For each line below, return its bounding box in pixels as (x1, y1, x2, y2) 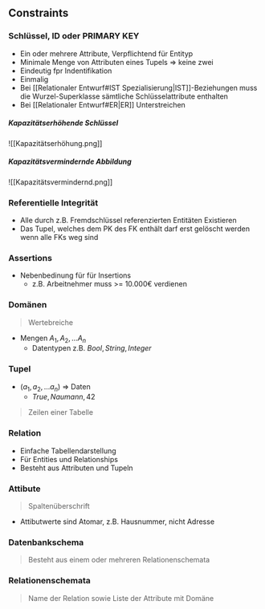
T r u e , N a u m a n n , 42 (31, 392, 96, 402)
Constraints (8, 6, 69, 20)
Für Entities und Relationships (19, 454, 119, 464)
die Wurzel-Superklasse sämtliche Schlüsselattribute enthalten (19, 91, 229, 101)
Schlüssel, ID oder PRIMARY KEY (8, 30, 140, 42)
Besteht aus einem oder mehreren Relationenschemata (27, 555, 210, 565)
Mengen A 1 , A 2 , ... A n (19, 333, 87, 344)
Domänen (8, 299, 47, 311)
